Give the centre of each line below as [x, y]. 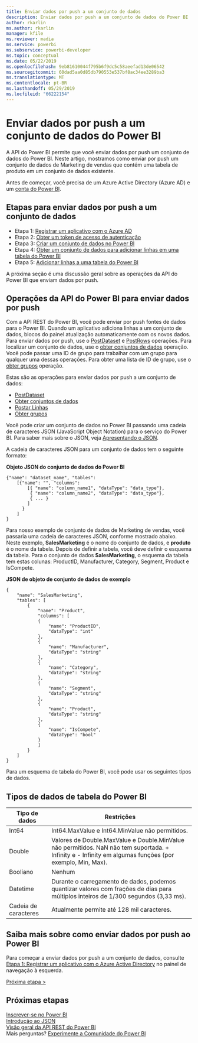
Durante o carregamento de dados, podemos [113, 882]
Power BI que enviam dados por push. [52, 280]
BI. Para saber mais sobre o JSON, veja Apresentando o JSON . [82, 438]
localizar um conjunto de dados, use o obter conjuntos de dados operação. [97, 347]
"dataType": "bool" [72, 735]
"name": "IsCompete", [75, 730]
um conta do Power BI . [34, 189]
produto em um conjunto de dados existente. [61, 171]
